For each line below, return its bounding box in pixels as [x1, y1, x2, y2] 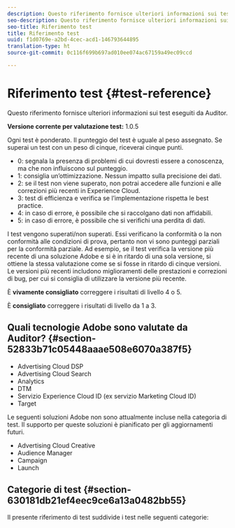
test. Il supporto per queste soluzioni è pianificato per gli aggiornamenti [7, 420, 213, 429]
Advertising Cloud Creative [17, 441, 96, 450]
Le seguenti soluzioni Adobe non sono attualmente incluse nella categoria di [7, 413, 227, 421]
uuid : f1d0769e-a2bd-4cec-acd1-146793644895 [7, 36, 139, 43]
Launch [17, 463, 40, 472]
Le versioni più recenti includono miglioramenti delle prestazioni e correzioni [7, 266, 227, 275]
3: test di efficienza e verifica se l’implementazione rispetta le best [17, 194, 209, 202]
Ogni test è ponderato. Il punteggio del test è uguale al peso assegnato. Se [7, 136, 222, 144]
